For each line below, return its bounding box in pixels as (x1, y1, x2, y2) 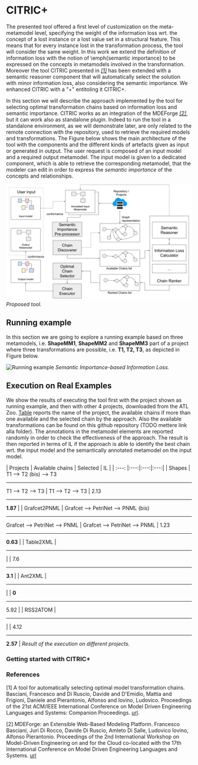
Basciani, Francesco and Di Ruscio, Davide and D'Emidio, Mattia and (6, 690, 172, 697)
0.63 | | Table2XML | (6, 538, 57, 546)
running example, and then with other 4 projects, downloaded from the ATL (6, 402, 189, 410)
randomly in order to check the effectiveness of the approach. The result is (6, 434, 189, 441)
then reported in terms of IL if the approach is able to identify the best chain (6, 440, 190, 447)
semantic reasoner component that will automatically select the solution (6, 73, 181, 80)
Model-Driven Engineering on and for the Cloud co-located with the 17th (6, 739, 181, 746)
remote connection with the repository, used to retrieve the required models (6, 128, 190, 136)
